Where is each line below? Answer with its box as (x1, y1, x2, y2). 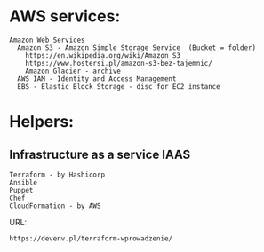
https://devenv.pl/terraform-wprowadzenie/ (9, 233, 173, 243)
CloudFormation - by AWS (9, 201, 101, 210)
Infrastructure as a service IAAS (9, 146, 191, 161)
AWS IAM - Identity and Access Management (17, 74, 177, 83)
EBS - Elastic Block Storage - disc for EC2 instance (17, 82, 220, 91)
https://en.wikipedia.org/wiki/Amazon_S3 (25, 51, 180, 59)
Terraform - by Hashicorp (9, 170, 105, 179)
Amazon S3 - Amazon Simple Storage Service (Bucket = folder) (17, 43, 256, 52)
